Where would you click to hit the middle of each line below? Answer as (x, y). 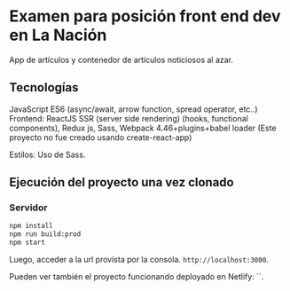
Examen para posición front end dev (145, 16)
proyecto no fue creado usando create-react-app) (101, 137)
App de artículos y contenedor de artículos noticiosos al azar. (121, 59)
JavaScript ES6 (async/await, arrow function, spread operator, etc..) (134, 109)
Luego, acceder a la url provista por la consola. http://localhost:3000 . (139, 260)
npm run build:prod (45, 234)
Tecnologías (44, 87)
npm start (27, 243)
